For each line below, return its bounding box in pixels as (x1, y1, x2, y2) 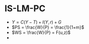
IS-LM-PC (4, 3, 46, 14)
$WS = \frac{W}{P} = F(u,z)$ (11, 29, 71, 35)
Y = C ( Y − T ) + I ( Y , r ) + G (11, 19, 62, 25)
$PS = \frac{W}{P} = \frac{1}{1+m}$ (11, 24, 85, 30)
